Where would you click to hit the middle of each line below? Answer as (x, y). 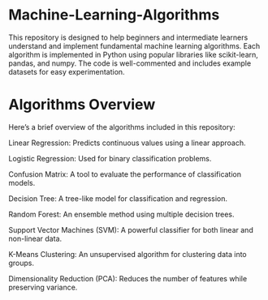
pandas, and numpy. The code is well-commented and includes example (130, 63)
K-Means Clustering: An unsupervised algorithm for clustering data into (128, 254)
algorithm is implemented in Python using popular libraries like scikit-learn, (133, 54)
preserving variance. (43, 287)
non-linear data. (35, 238)
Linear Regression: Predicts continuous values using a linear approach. (127, 143)
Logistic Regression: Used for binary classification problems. (110, 158)
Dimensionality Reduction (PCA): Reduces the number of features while (128, 278)
